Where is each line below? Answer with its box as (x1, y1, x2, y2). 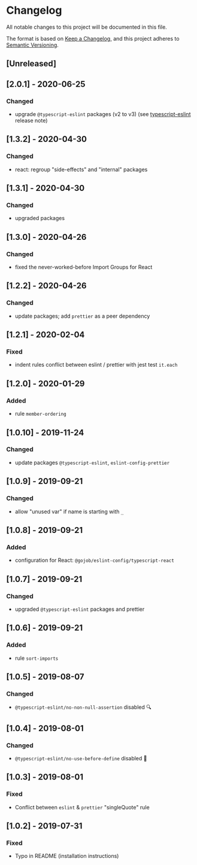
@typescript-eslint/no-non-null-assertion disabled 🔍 (14, 703, 151, 711)
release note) (14, 117, 48, 124)
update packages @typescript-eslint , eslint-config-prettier (14, 459, 170, 466)
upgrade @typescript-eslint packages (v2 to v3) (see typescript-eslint (14, 111, 191, 118)
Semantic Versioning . (6, 41, 59, 48)
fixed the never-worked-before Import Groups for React (14, 264, 153, 271)
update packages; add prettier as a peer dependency (14, 312, 150, 319)
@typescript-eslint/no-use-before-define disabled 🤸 (14, 754, 147, 762)
